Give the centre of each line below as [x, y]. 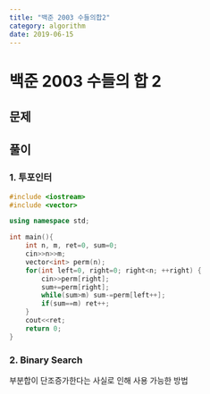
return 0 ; [44, 328]
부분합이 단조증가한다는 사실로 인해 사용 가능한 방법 [99, 380]
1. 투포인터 [31, 178]
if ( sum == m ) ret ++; [76, 304]
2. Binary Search [46, 360]
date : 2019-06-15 [42, 34]
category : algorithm [48, 26]
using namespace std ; [50, 221]
